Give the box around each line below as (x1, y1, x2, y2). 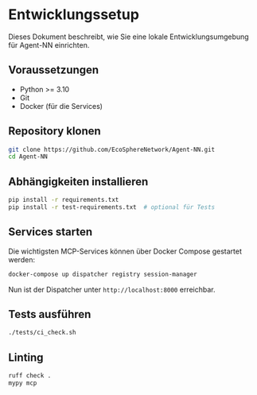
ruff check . (8, 372, 52, 380)
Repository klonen (8, 125, 101, 138)
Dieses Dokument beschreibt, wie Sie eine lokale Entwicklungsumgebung (8, 32, 249, 41)
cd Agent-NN (8, 153, 48, 161)
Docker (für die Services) (19, 101, 103, 110)
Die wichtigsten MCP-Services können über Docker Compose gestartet (8, 246, 243, 256)
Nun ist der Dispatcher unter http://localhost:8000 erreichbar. (8, 285, 216, 294)
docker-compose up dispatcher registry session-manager (8, 270, 197, 278)
